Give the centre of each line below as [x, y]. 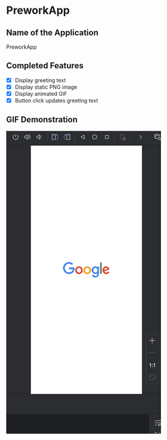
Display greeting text [40, 80]
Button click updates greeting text [56, 100]
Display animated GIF [41, 94]
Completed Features [45, 66]
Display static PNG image [46, 87]
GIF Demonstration [42, 120]
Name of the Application [52, 33]
